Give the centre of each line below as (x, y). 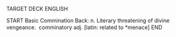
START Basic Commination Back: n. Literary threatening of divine (88, 20)
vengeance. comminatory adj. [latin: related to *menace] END (85, 27)
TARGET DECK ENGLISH (37, 9)
